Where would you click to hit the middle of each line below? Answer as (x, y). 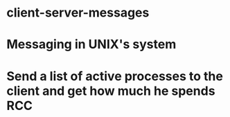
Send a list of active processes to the (115, 76)
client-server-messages (78, 13)
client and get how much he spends (111, 91)
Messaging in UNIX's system (91, 45)
